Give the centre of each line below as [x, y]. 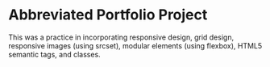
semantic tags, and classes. [54, 54]
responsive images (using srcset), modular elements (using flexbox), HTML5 [135, 45]
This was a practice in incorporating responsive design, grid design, [121, 37]
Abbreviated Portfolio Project [108, 15]
